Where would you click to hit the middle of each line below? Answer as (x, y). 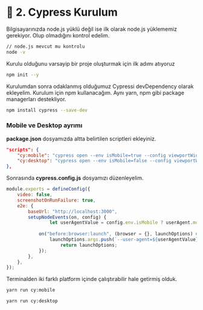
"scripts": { (23, 150)
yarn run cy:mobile (31, 290)
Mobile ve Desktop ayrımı (44, 125)
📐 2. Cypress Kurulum (62, 12)
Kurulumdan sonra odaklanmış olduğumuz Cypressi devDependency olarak (100, 86)
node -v (16, 52)
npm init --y (23, 75)
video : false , (35, 195)
